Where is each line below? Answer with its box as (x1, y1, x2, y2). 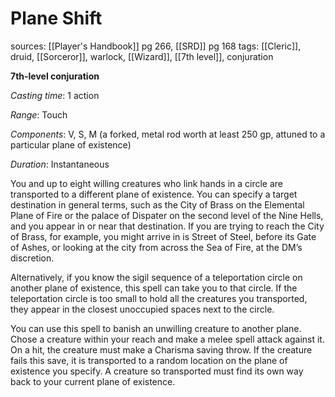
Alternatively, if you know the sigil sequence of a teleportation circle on (10, 271, 303, 283)
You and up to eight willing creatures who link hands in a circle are (10, 177, 284, 189)
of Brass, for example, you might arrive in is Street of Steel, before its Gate (10, 230, 317, 242)
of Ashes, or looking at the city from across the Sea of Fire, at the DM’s (10, 241, 303, 253)
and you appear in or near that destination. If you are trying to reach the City (10, 220, 325, 232)
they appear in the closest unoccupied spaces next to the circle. (10, 303, 275, 315)
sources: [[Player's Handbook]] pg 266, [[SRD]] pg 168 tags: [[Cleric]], (10, 40, 302, 52)
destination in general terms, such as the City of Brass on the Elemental (10, 198, 305, 211)
